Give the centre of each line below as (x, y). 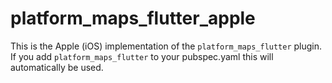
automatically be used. (57, 67)
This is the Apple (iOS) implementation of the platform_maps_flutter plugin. (166, 46)
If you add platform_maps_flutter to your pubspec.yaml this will (142, 56)
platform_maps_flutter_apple (133, 18)
